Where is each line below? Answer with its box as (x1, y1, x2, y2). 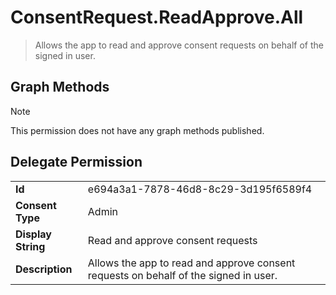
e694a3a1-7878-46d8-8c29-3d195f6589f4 (87, 182, 313, 196)
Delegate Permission (10, 154, 143, 171)
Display (15, 227, 52, 241)
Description (15, 262, 73, 276)
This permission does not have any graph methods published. (10, 124, 265, 136)
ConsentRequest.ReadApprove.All (10, 6, 304, 29)
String (15, 239, 46, 253)
